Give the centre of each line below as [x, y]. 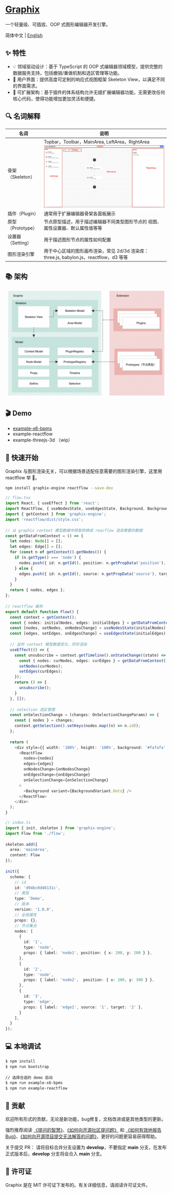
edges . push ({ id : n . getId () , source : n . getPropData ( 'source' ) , [88, 574]
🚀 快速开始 [22, 458]
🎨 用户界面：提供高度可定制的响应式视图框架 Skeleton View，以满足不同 [89, 79]
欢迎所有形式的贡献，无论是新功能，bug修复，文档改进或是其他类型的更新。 [86, 1119]
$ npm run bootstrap [27, 1066]
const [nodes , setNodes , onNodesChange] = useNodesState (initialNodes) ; [89, 628]
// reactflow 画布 [24, 606]
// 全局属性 [26, 915]
